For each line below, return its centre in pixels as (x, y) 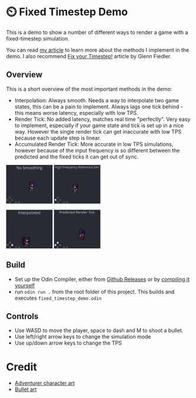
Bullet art (26, 389)
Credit (21, 367)
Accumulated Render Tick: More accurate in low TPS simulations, (94, 144)
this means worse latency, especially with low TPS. (76, 112)
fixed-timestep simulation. (38, 38)
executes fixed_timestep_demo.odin (58, 298)
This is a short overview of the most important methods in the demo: (89, 89)
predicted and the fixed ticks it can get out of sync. (77, 157)
